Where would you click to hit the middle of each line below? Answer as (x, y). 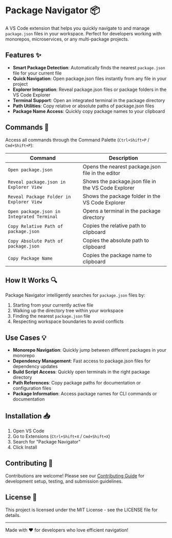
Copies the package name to (117, 255)
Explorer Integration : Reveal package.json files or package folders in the (90, 89)
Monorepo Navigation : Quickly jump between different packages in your (89, 350)
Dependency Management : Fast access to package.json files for (82, 361)
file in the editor (101, 173)
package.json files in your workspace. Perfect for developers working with (83, 33)
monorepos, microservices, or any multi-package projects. (67, 39)
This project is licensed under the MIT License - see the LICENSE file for (81, 510)
